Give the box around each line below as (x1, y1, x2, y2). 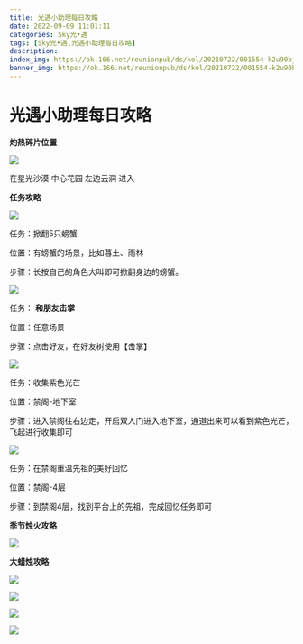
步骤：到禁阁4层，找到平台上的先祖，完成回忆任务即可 (9, 501, 213, 511)
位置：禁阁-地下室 (9, 396, 77, 407)
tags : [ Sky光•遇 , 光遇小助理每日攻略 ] (9, 38, 136, 48)
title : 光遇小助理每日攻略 (9, 13, 99, 23)
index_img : (9, 55, 50, 64)
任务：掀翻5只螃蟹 (9, 227, 78, 239)
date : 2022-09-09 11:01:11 (9, 22, 111, 31)
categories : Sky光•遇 (9, 30, 88, 39)
